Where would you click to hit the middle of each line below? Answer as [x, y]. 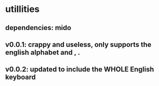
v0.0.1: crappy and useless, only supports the [78, 44]
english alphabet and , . [43, 52]
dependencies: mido [38, 28]
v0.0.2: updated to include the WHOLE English [80, 69]
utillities [22, 9]
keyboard [21, 77]
